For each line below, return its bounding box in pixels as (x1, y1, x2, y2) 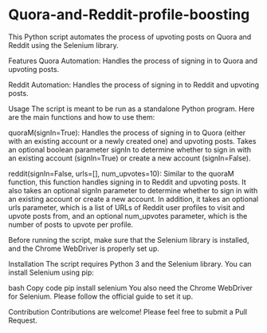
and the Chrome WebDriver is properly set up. (8, 244, 159, 253)
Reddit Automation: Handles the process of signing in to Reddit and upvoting (8, 80, 260, 89)
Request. (8, 315, 37, 325)
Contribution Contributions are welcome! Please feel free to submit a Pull (8, 307, 248, 316)
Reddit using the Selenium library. (8, 40, 119, 50)
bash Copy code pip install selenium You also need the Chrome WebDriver (8, 283, 253, 292)
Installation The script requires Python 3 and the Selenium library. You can (8, 259, 252, 268)
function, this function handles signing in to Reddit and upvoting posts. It (8, 177, 246, 187)
